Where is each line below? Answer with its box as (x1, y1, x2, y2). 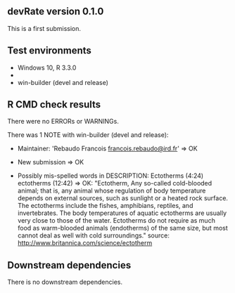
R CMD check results (7, 98, 101, 111)
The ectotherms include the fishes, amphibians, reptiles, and (17, 202, 193, 210)
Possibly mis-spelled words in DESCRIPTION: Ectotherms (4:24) (17, 171, 204, 180)
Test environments (7, 45, 91, 57)
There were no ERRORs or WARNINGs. (7, 117, 120, 126)
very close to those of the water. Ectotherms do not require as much (17, 216, 216, 225)
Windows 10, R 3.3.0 (17, 63, 77, 72)
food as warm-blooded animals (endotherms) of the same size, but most (17, 224, 229, 233)
